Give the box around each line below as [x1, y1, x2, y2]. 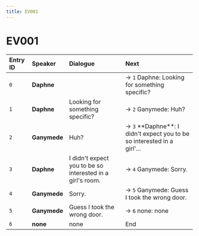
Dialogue [69, 59, 95, 68]
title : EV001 [6, 8, 38, 15]
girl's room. [69, 176, 101, 184]
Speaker [31, 59, 56, 68]
